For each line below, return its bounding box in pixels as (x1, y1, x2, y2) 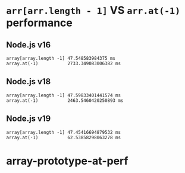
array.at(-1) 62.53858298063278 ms (6, 134, 121, 140)
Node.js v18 (6, 76, 51, 86)
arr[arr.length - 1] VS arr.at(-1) (6, 4, 180, 17)
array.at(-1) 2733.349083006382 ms (6, 60, 121, 66)
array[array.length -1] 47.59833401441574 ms (6, 92, 121, 98)
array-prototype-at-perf (6, 154, 128, 168)
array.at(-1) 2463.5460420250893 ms (6, 97, 124, 104)
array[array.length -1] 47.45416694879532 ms (6, 129, 121, 135)
